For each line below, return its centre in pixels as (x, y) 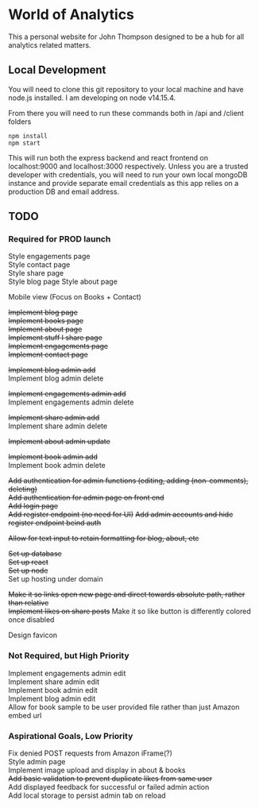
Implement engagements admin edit (67, 673)
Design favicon (33, 635)
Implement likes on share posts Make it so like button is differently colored (130, 611)
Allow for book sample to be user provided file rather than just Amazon (124, 707)
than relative (29, 603)
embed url (25, 715)
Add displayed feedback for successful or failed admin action (109, 787)
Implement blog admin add (52, 370)
